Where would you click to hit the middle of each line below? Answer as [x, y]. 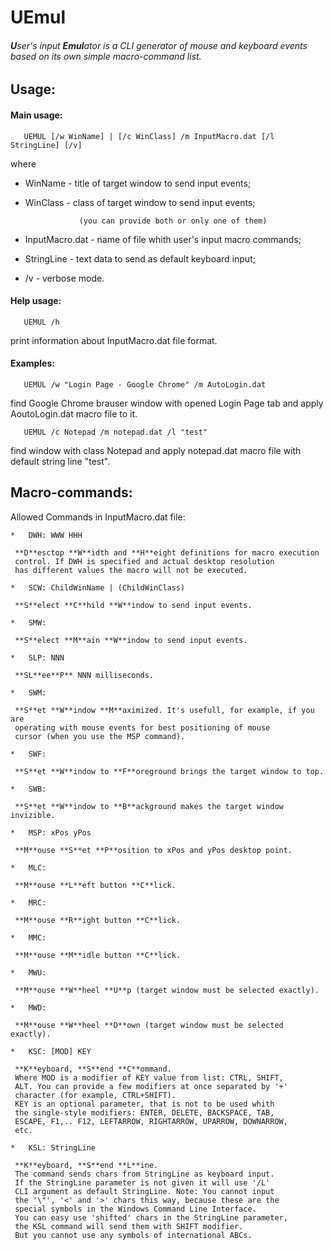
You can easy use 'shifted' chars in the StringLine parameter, [151, 1217]
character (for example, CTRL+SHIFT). [95, 1095]
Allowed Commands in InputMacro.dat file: [98, 517]
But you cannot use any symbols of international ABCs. [133, 1235]
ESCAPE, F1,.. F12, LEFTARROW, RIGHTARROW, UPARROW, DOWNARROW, [151, 1121]
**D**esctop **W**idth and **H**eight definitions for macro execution [167, 552]
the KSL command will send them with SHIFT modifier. [129, 1226]
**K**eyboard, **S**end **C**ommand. [93, 1069]
